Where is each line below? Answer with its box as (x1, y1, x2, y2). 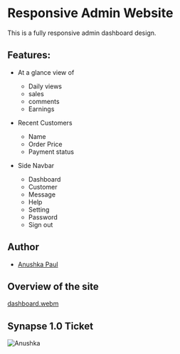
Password (28, 212, 58, 222)
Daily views (28, 82, 63, 90)
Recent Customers (17, 118, 73, 127)
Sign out (28, 220, 53, 229)
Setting (28, 205, 50, 214)
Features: (7, 49, 51, 61)
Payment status (28, 147, 75, 156)
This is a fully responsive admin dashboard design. (7, 28, 157, 37)
